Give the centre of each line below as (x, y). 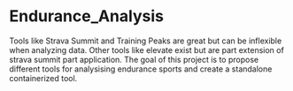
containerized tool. (43, 78)
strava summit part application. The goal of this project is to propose (134, 59)
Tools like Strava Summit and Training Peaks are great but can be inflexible (146, 41)
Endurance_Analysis (86, 16)
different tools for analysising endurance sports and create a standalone (141, 69)
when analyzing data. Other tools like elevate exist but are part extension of (147, 49)
